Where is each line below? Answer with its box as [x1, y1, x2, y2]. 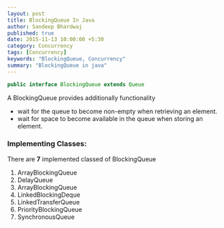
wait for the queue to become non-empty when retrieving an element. [17, 107, 218, 115]
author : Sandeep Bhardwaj [7, 23, 82, 30]
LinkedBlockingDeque [17, 190, 81, 199]
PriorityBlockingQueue [17, 205, 82, 213]
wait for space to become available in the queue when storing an [17, 114, 203, 122]
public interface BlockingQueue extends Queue [7, 81, 145, 88]
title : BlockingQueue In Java [7, 17, 95, 24]
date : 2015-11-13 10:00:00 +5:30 [7, 36, 104, 43]
